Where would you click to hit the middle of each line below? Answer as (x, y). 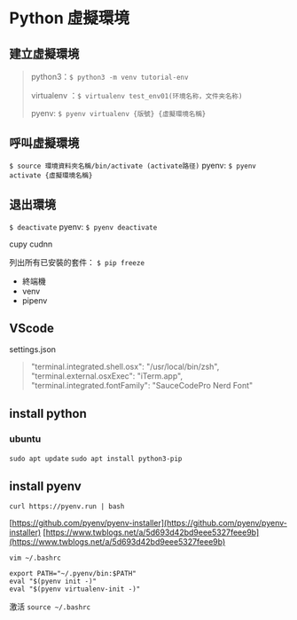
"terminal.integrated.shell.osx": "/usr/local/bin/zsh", (125, 367)
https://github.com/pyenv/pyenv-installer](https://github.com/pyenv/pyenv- (150, 522)
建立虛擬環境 (44, 54)
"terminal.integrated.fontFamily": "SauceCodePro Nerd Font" (142, 386)
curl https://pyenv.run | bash (67, 506)
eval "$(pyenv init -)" (53, 581)
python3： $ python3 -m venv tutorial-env (109, 77)
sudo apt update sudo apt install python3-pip (96, 459)
